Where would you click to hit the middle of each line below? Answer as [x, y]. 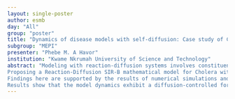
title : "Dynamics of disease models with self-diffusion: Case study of [115, 40]
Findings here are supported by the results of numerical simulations [112, 78]
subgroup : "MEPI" [33, 46]
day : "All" [23, 26]
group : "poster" [31, 33]
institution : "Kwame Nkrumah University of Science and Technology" [109, 59]
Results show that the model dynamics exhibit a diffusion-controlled [112, 85]
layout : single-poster [40, 14]
